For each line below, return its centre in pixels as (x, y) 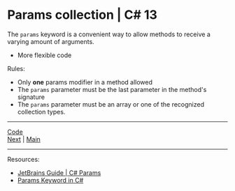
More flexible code (44, 55)
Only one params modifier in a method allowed (85, 82)
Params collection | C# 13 (82, 15)
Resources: (23, 159)
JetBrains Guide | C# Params (59, 173)
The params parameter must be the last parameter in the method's (112, 89)
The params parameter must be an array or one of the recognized (111, 104)
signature (31, 97)
